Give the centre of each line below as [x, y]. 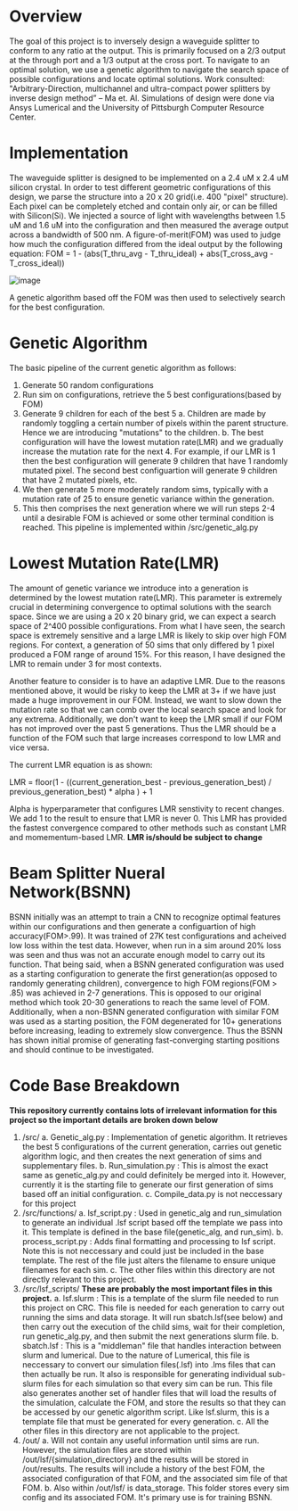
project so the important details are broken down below [114, 1119]
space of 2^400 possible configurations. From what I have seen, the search [147, 625]
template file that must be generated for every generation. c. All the [145, 1421]
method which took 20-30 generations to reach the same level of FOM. [140, 1002]
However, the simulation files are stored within [107, 1449]
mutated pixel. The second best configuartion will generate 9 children [149, 470]
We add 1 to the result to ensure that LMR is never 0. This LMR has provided [148, 818]
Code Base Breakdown [95, 1085]
